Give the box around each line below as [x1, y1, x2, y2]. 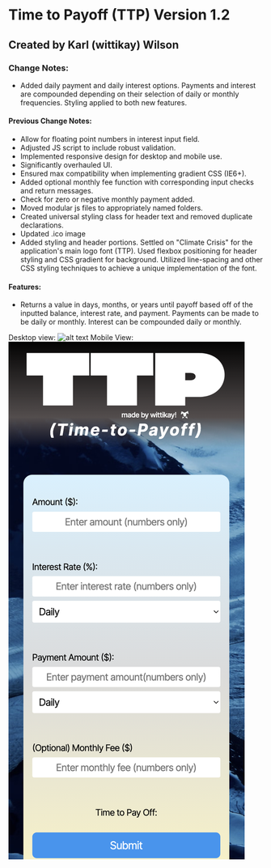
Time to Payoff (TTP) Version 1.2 [8, 6, 231, 24]
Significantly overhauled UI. [19, 160, 113, 170]
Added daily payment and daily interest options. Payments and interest [19, 80, 256, 90]
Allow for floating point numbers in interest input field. [19, 134, 200, 144]
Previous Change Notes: [8, 116, 92, 126]
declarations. [19, 220, 64, 230]
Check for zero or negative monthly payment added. [19, 194, 195, 204]
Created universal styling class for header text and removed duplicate [19, 212, 253, 222]
